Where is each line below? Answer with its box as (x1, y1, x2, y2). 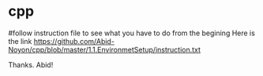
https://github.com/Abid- (33, 36, 115, 45)
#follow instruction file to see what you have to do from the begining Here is (8, 28, 255, 38)
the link (8, 36, 32, 45)
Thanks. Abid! (8, 60, 54, 69)
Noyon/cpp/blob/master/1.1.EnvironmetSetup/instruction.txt (8, 45, 201, 54)
